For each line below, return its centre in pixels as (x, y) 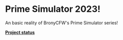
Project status (20, 32)
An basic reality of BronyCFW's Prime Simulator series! (61, 23)
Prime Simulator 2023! (53, 9)
